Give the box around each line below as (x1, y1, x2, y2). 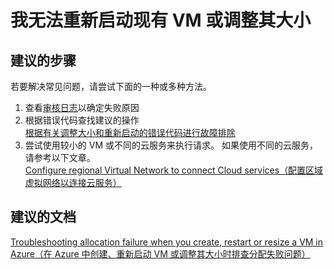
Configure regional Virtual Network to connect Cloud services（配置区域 (24, 164, 324, 176)
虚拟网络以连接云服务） (24, 177, 122, 188)
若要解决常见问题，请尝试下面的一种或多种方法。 (10, 81, 212, 92)
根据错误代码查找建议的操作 (24, 114, 140, 126)
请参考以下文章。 (24, 152, 96, 163)
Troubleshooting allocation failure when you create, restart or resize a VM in (10, 236, 324, 248)
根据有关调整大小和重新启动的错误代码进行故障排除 (24, 127, 236, 138)
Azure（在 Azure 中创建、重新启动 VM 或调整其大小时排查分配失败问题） (10, 247, 311, 260)
